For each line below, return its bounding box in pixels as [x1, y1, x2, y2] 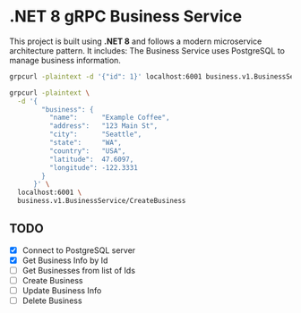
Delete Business [21, 295, 82, 306]
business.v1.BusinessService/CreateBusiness [17, 197, 186, 206]
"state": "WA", [48, 139, 123, 148]
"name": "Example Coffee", [48, 114, 170, 123]
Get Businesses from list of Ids [21, 266, 136, 275]
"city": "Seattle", [48, 130, 142, 140]
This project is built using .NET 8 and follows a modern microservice [9, 36, 262, 47]
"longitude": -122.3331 [48, 163, 139, 172]
